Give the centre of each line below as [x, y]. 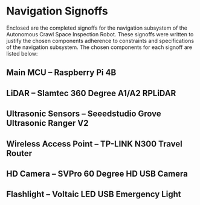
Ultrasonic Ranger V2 [47, 123]
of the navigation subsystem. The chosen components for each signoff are [99, 47]
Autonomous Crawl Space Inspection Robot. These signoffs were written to [100, 34]
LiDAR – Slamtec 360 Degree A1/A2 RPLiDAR [91, 93]
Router [19, 153]
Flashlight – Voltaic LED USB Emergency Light [94, 194]
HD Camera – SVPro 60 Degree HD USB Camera [97, 174]
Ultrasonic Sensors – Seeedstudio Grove [84, 114]
